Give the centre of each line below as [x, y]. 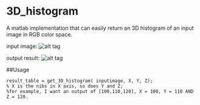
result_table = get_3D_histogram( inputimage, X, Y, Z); [80, 81]
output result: [23, 58]
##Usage [18, 69]
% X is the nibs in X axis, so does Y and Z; [65, 86]
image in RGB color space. [39, 34]
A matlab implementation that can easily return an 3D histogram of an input [100, 28]
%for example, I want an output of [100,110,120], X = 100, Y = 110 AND [100, 91]
